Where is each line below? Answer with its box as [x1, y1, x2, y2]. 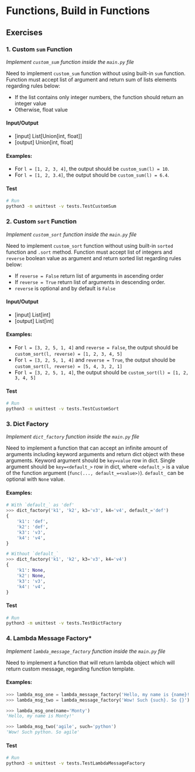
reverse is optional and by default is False [14, 285, 116, 292]
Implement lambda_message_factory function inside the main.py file [6, 648, 166, 655]
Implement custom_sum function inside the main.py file [6, 58, 135, 65]
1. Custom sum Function [6, 45, 73, 53]
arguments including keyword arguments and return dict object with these [6, 451, 184, 458]
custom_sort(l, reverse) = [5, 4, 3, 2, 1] [14, 363, 123, 369]
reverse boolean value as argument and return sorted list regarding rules [6, 254, 182, 262]
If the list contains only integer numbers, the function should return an [14, 93, 184, 100]
